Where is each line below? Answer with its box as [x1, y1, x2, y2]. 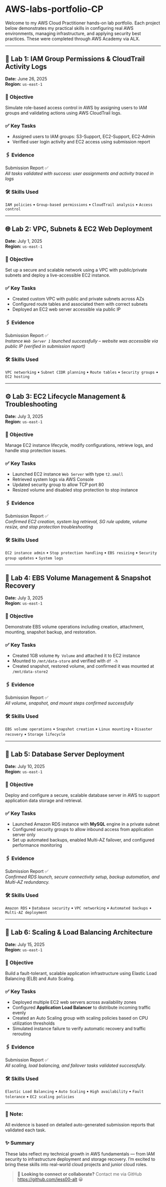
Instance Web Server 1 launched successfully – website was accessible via [5, 338, 158, 344]
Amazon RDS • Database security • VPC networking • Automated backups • [5, 905, 152, 910]
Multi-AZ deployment [5, 910, 48, 915]
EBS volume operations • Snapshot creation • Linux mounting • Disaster [5, 726, 153, 732]
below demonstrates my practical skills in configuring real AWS [5, 25, 134, 31]
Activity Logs [5, 63, 47, 71]
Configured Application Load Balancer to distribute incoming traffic [12, 1004, 151, 1011]
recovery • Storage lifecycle [5, 731, 66, 737]
